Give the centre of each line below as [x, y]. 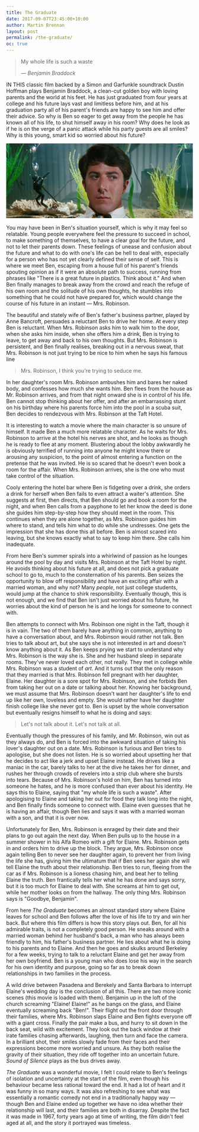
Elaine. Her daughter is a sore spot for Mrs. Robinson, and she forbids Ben [97, 681]
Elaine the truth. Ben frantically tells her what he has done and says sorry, [96, 880]
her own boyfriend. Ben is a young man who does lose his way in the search [99, 961]
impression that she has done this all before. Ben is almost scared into [92, 532]
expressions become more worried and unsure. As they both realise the [94, 1048]
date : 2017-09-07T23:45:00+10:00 [47, 19]
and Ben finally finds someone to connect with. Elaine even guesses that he [98, 805]
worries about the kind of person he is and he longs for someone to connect [99, 606]
